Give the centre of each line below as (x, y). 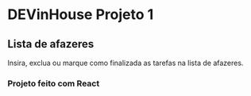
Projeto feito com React (54, 83)
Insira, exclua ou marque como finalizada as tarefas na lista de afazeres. (125, 63)
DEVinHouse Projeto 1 (81, 15)
